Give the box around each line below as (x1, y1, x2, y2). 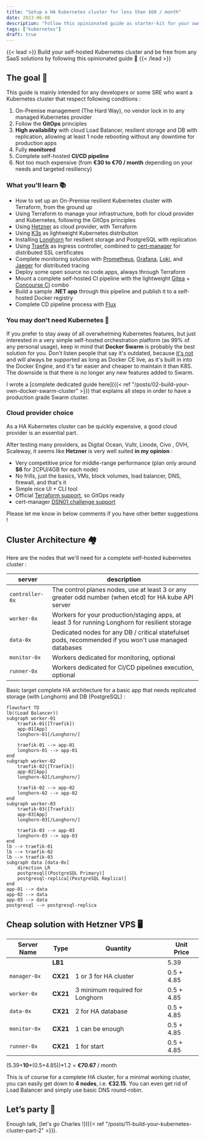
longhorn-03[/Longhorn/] (17, 817, 81, 823)
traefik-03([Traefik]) (17, 806, 75, 812)
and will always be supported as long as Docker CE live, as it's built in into (6, 356, 192, 363)
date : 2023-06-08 (6, 15, 51, 21)
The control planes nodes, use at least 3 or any (51, 585, 187, 593)
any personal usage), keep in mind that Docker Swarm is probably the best (6, 343, 195, 350)
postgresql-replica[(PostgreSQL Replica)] (17, 875, 127, 881)
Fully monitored (15, 146, 56, 153)
